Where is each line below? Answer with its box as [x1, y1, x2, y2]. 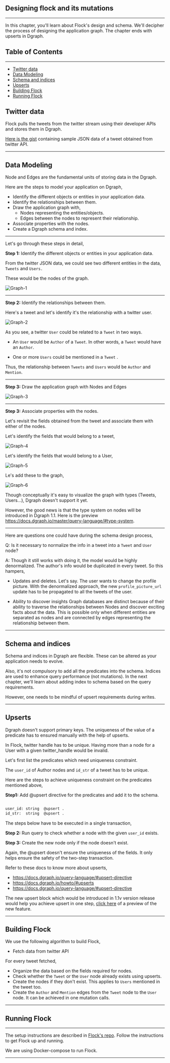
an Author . [12, 344, 34, 351]
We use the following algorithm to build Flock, [5, 939, 101, 945]
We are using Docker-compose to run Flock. [5, 1047, 98, 1054]
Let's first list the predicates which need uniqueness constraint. [5, 757, 138, 763]
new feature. [5, 906, 32, 912]
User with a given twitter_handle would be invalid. [5, 747, 109, 753]
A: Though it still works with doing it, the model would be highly [5, 558, 138, 564]
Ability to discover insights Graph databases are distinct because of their [12, 599, 164, 605]
